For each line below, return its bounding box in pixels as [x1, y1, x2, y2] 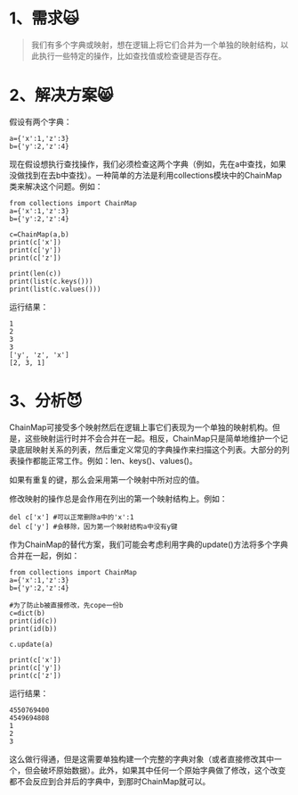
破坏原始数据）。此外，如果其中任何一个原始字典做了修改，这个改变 [39, 765, 286, 775]
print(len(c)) [9, 269, 62, 277]
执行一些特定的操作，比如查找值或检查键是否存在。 [38, 50, 227, 61]
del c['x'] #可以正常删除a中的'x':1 [9, 512, 134, 522]
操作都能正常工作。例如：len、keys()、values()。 [16, 455, 197, 466]
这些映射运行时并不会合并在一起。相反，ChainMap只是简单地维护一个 [24, 433, 281, 443]
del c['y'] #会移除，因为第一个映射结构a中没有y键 [9, 522, 178, 531]
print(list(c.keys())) [9, 277, 93, 286]
